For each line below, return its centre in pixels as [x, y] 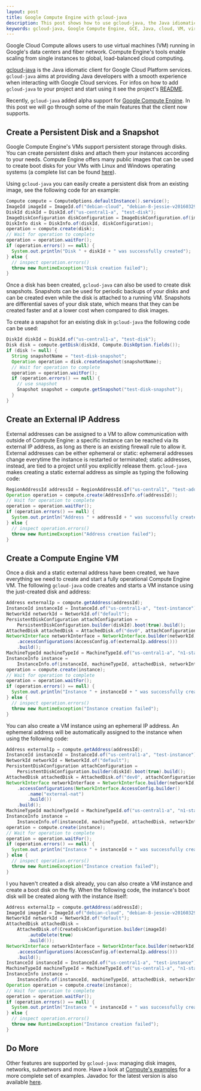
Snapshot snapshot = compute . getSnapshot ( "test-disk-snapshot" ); [100, 390]
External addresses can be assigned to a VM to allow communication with [97, 434]
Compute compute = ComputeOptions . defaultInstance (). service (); [88, 201]
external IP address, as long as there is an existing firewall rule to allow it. [96, 447]
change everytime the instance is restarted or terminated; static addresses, [99, 459]
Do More [22, 1049]
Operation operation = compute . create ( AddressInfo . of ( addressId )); [92, 495]
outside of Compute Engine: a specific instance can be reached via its [92, 440]
